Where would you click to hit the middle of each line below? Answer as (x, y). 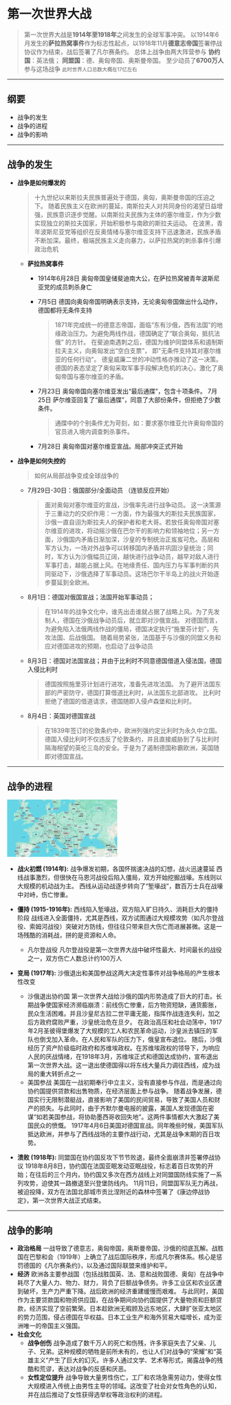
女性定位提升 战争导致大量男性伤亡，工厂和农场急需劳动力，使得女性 (124, 1377)
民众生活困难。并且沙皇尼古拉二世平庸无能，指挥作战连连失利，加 (121, 1013)
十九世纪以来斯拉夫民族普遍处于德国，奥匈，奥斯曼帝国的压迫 (122, 197)
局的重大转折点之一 (55, 1074)
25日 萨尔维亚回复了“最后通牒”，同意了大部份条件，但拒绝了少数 (129, 400)
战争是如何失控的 (41, 461)
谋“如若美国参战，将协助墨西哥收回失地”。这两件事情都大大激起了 (120, 1116)
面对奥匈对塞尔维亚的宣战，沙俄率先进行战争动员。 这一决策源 (133, 504)
